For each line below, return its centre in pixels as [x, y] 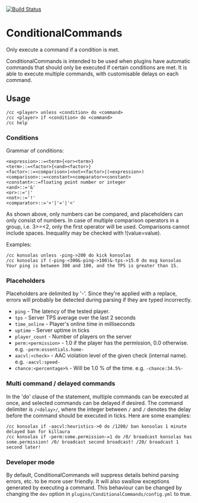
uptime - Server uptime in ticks [52, 330]
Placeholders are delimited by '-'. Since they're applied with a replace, [92, 293]
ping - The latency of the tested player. [62, 311]
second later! [24, 447]
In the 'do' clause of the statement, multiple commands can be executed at [98, 396]
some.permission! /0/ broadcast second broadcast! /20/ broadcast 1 [92, 442]
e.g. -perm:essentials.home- [49, 349]
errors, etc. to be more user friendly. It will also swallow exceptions [88, 481]
